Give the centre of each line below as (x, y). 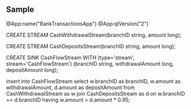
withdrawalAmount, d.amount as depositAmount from (71, 87)
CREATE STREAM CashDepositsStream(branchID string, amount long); (91, 46)
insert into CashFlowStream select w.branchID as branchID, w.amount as (93, 81)
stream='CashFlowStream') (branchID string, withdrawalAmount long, (90, 64)
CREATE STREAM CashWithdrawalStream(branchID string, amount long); (94, 35)
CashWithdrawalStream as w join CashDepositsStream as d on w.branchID (95, 93)
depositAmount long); (32, 70)
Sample (20, 10)
